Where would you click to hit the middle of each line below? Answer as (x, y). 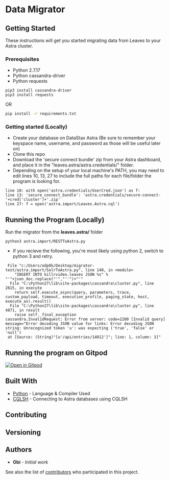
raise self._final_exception (45, 315)
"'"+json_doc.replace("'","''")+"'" (44, 279)
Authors (19, 450)
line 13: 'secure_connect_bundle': (43, 195)
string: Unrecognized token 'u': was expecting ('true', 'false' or (80, 328)
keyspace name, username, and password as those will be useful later (87, 143)
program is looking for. (37, 181)
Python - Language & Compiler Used (51, 393)
